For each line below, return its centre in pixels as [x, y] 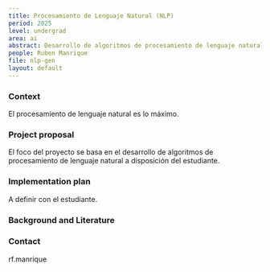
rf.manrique [28, 259]
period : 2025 [30, 23]
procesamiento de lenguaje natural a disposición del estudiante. [114, 161]
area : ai [23, 38]
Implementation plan [49, 182]
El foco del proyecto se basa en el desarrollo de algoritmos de [111, 152]
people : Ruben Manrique [48, 53]
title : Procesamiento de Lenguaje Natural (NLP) [91, 16]
